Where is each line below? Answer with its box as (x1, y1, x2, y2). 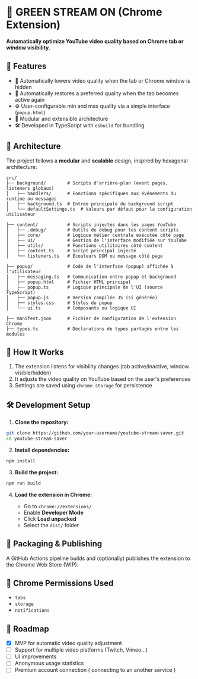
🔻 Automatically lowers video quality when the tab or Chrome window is (14, 77, 191, 84)
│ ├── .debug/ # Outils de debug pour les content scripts (6, 227, 179, 233)
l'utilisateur (6, 268, 41, 274)
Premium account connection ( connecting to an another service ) (14, 667, 176, 674)
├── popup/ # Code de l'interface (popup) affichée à (6, 263, 174, 270)
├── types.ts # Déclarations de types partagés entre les (6, 326, 179, 332)
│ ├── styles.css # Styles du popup (6, 300, 113, 306)
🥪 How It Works (6, 347, 64, 357)
